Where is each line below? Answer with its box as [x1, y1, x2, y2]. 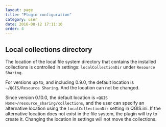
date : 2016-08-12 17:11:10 [5, 21, 63, 27]
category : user [5, 17, 38, 22]
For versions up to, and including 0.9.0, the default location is [5, 79, 134, 85]
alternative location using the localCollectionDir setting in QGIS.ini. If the [5, 105, 161, 111]
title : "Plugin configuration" [5, 12, 72, 17]
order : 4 [5, 26, 24, 31]
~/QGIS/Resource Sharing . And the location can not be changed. [5, 84, 140, 90]
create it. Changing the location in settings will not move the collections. [5, 116, 157, 122]
